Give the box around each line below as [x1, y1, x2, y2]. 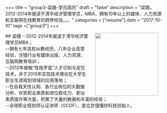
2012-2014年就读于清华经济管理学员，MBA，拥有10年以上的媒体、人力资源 [5, 11, 162, 17]
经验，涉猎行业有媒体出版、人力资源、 [5, 52, 85, 58]
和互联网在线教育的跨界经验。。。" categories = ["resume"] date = [5, 17, 141, 23]
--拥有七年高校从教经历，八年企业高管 [5, 46, 85, 51]
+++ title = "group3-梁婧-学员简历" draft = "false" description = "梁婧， [5, 5, 154, 10]
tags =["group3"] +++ [13, 23, 59, 29]
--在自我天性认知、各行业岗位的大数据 [5, 84, 85, 89]
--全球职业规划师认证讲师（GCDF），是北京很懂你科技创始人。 [5, 102, 135, 108]
